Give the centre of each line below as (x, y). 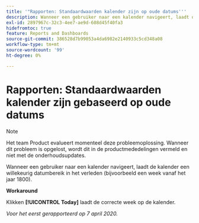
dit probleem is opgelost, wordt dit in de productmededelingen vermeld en (97, 149)
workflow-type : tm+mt (33, 45)
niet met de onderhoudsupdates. (46, 155)
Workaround (22, 191)
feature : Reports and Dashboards (47, 34)
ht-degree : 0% (24, 55)
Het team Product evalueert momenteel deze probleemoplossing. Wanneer (97, 143)
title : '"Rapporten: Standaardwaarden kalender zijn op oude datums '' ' (96, 12)
